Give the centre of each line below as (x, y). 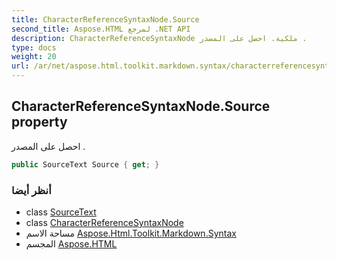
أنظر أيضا (31, 190)
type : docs (34, 47)
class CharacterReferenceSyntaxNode (104, 222)
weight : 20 (34, 57)
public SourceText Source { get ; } (85, 164)
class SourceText (61, 212)
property (39, 122)
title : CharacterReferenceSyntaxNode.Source (105, 19)
